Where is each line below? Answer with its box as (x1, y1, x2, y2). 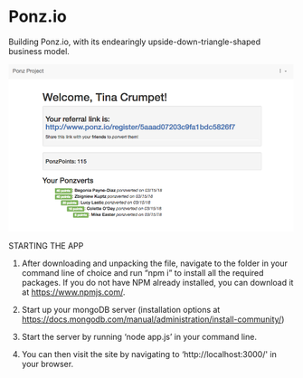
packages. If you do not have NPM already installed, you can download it (21, 278, 294, 288)
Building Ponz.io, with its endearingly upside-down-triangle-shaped (8, 36, 261, 47)
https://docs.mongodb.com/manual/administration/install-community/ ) (21, 314, 285, 325)
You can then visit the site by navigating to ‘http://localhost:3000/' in (21, 349, 278, 360)
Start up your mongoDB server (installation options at (21, 305, 221, 316)
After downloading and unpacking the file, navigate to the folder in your (21, 258, 289, 269)
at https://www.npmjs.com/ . (21, 287, 126, 298)
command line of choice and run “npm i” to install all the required (21, 268, 264, 279)
